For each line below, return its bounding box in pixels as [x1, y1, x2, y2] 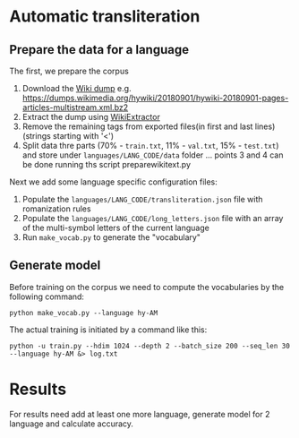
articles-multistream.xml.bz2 [21, 102, 129, 113]
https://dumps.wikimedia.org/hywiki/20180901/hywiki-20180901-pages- [21, 92, 289, 103]
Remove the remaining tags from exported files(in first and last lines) [21, 121, 276, 132]
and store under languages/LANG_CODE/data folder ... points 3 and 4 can [21, 150, 284, 160]
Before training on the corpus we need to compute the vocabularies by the [9, 281, 285, 292]
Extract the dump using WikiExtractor [21, 112, 161, 122]
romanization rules [21, 203, 91, 214]
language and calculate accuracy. [9, 418, 134, 429]
